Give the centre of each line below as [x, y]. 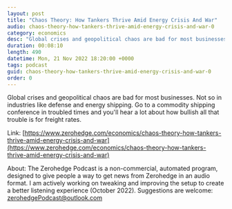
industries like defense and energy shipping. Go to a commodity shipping [111, 105]
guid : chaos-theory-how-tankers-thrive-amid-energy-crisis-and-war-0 [109, 71]
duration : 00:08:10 [35, 46]
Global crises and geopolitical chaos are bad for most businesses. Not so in [115, 98]
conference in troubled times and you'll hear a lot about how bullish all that [113, 112]
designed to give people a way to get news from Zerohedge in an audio [109, 176]
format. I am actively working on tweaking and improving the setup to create [116, 183]
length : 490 [24, 53]
